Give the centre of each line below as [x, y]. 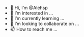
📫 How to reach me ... [34, 29]
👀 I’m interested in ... [32, 13]
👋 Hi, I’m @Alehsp [29, 8]
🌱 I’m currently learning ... [37, 18]
